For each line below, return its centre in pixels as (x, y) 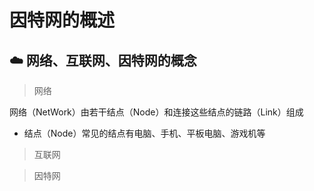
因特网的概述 (62, 20)
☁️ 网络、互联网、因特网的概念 (103, 60)
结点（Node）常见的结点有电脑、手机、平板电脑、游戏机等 (144, 133)
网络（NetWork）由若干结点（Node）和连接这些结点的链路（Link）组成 (156, 112)
